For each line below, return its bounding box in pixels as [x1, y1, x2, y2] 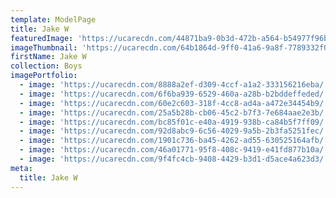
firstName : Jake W [10, 52, 87, 62]
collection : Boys [10, 61, 83, 71]
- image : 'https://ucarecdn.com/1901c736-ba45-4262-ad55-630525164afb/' [19, 136, 329, 146]
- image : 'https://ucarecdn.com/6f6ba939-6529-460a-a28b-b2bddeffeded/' [19, 89, 329, 99]
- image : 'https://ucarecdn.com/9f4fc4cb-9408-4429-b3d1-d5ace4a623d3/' [19, 154, 329, 164]
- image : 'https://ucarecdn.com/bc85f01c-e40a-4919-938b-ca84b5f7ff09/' [19, 117, 329, 127]
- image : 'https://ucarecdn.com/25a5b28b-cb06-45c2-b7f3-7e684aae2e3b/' [19, 107, 329, 118]
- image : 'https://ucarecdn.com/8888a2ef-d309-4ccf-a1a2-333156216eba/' [19, 80, 329, 90]
